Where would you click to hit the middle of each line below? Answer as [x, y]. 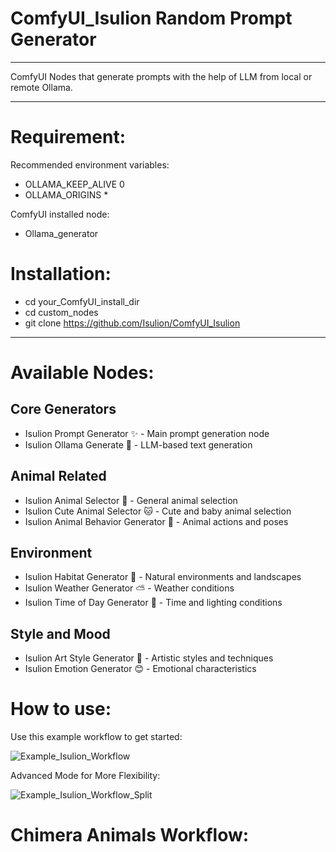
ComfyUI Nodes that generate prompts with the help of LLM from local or [161, 76]
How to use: [61, 709]
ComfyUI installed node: [60, 214]
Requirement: [68, 137]
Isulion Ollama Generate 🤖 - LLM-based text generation [138, 444]
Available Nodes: [82, 373]
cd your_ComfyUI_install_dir [82, 301]
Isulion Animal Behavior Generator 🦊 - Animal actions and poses [156, 521]
